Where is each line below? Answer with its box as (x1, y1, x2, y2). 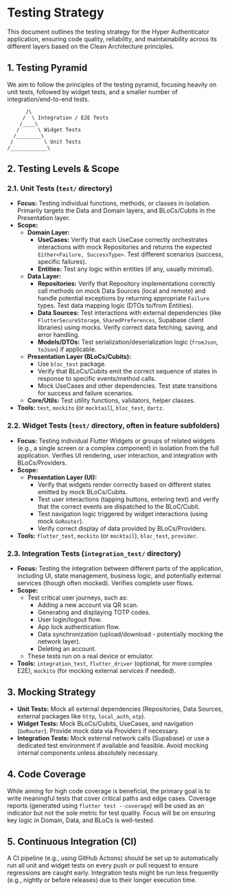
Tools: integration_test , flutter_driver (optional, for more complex (16, 659, 213, 668)
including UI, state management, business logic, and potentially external (16, 572, 221, 580)
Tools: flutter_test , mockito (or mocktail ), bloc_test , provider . (16, 531, 198, 540)
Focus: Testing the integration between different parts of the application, (16, 564, 223, 573)
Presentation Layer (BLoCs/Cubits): (27, 353, 132, 361)
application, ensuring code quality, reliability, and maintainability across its (7, 34, 218, 43)
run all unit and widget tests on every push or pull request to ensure (7, 861, 199, 870)
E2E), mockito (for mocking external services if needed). (16, 667, 176, 675)
